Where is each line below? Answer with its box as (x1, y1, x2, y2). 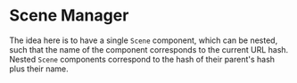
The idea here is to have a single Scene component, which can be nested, (9, 35, 278, 46)
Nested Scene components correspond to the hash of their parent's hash (9, 54, 275, 64)
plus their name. (9, 63, 69, 74)
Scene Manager (9, 5, 129, 26)
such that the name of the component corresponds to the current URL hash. (9, 44, 289, 54)
